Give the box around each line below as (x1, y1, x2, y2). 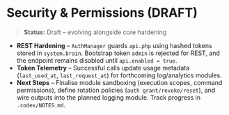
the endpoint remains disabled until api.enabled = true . (16, 56, 177, 64)
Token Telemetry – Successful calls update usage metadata (16, 63, 190, 72)
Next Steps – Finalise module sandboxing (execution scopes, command (16, 78, 223, 86)
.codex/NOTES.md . (16, 100, 66, 109)
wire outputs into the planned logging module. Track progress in (16, 93, 201, 102)
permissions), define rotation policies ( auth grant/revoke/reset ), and (16, 86, 216, 94)
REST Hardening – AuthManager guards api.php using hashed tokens (16, 41, 213, 49)
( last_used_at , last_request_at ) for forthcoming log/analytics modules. (16, 71, 222, 79)
